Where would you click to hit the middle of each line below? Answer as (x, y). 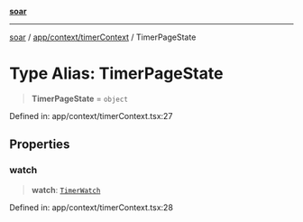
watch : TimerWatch (66, 190)
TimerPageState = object (80, 98)
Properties (40, 145)
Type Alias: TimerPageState (116, 74)
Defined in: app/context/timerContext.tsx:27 (91, 116)
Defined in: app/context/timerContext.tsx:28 (92, 207)
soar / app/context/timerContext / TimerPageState (103, 37)
